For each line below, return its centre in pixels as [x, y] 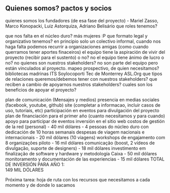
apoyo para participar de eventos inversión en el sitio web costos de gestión [85, 121]
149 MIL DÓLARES [25, 170]
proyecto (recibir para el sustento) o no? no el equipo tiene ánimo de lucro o [85, 57]
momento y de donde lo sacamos [40, 185]
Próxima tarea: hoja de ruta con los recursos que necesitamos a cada [78, 179]
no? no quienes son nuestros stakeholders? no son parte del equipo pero [82, 62]
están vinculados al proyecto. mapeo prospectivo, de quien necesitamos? [82, 68]
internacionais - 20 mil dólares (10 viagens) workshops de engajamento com [85, 137]
